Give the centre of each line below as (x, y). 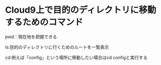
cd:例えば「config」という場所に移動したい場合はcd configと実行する (76, 57)
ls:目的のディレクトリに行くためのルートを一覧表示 (57, 47)
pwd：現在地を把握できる (31, 37)
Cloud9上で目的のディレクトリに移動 (81, 10)
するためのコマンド (44, 22)
